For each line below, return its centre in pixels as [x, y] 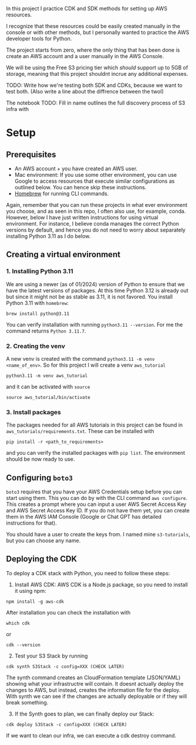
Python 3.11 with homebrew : [37, 303]
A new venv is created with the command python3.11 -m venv [80, 358]
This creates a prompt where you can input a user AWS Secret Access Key [96, 504]
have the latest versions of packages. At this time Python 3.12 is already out [97, 290]
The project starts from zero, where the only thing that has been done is [93, 50]
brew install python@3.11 [38, 314]
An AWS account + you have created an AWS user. [76, 169]
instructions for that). [31, 523]
